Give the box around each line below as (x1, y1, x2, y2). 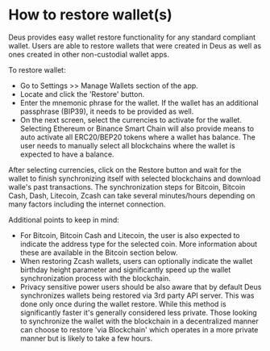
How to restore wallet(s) (8, 6, 173, 24)
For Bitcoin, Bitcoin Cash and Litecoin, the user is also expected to (19, 230, 240, 240)
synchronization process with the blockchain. (19, 273, 171, 283)
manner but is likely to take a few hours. (19, 333, 153, 343)
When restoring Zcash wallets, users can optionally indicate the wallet (19, 256, 253, 265)
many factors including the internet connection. (8, 199, 166, 209)
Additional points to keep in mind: (8, 215, 119, 224)
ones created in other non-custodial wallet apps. (8, 49, 169, 59)
